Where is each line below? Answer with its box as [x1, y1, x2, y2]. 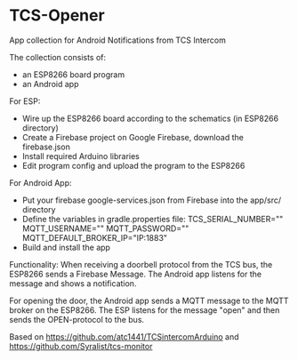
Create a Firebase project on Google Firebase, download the [21, 132, 245, 142]
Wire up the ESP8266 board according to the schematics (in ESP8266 [21, 113, 278, 124]
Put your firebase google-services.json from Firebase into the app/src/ [21, 195, 282, 205]
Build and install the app [21, 242, 111, 252]
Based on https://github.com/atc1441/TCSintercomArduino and [9, 331, 239, 342]
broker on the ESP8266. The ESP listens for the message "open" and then [9, 304, 280, 316]
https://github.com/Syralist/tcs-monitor [9, 340, 153, 351]
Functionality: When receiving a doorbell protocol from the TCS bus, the [9, 259, 273, 269]
